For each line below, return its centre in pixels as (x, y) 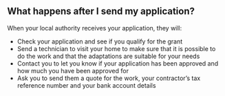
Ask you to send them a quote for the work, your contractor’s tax (109, 78)
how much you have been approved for (73, 70)
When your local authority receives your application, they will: (95, 28)
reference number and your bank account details (86, 85)
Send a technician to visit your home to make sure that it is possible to (116, 48)
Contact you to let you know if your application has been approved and (118, 63)
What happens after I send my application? (101, 11)
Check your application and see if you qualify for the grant (100, 41)
